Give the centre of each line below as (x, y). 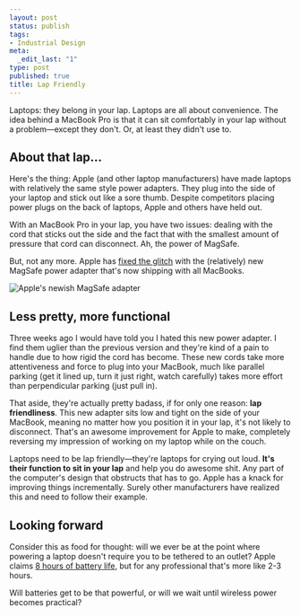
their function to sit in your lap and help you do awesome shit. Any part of (147, 469)
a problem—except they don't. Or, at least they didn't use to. (120, 129)
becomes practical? (46, 603)
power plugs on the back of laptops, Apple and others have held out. (136, 207)
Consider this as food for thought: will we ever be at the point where (135, 547)
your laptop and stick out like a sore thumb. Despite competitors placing (142, 198)
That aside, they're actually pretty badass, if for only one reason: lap (136, 403)
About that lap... (56, 158)
